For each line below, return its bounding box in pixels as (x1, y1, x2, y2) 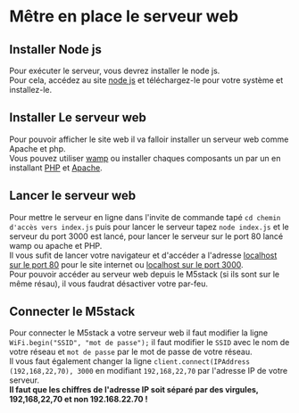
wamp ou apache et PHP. (9, 240, 103, 251)
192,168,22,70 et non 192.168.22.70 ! (9, 394, 149, 405)
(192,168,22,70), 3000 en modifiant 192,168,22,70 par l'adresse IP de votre (9, 366, 288, 376)
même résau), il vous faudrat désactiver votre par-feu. (9, 278, 208, 289)
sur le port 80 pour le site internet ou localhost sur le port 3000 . (9, 259, 244, 269)
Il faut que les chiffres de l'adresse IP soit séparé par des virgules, (9, 384, 259, 395)
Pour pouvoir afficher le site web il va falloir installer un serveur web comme (9, 134, 289, 145)
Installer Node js (9, 42, 103, 57)
